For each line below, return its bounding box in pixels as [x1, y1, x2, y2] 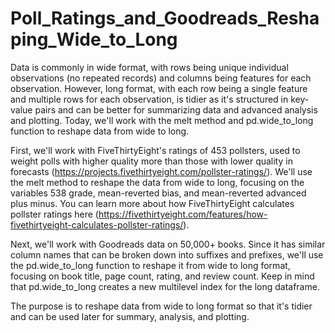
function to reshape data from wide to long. [10, 125, 190, 137]
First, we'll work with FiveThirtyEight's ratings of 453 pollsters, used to [10, 144, 301, 156]
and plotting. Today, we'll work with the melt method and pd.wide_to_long [10, 114, 314, 126]
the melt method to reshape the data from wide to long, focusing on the [10, 176, 305, 188]
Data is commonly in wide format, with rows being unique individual [10, 61, 289, 73]
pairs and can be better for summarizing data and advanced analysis [34, 103, 318, 116]
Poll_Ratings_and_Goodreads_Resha [10, 7, 320, 30]
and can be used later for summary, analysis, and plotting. [10, 310, 250, 322]
